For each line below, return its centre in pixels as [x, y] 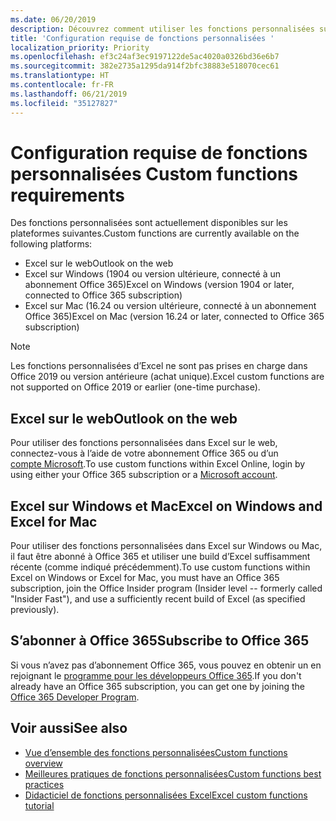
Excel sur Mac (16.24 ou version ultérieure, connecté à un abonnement [170, 306]
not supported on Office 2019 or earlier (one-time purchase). [135, 387]
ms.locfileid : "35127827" [64, 103]
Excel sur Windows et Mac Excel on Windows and [166, 506]
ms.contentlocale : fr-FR [62, 85]
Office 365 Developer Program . [75, 697]
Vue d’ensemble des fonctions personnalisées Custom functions [156, 752]
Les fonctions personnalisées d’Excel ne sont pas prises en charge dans [159, 366]
